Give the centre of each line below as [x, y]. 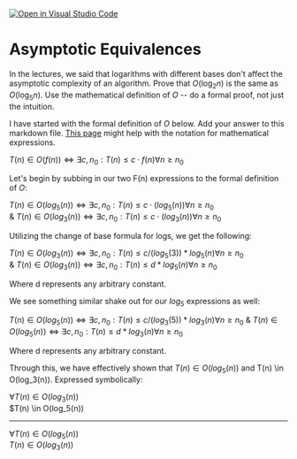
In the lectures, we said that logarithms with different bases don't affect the [146, 73]
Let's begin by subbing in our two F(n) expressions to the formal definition [144, 179]
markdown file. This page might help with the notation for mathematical [139, 133]
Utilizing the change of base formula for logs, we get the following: [130, 235]
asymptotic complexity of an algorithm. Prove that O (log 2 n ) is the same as [144, 84]
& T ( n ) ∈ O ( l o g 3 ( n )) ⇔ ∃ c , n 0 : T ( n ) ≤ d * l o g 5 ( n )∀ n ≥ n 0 [114, 265]
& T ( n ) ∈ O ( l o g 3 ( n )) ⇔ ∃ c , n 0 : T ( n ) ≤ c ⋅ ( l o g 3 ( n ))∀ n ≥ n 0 [115, 218]
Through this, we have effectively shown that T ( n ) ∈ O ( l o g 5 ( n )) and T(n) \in [147, 369]
